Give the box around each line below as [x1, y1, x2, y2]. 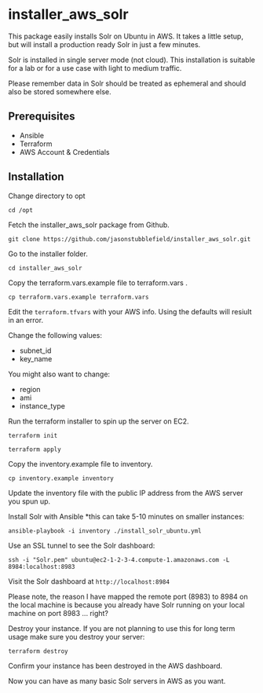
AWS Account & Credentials [19, 147, 110, 156]
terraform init [8, 431, 58, 439]
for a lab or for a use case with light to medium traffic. [8, 63, 182, 72]
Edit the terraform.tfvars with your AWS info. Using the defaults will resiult [8, 306, 252, 316]
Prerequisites [8, 110, 75, 123]
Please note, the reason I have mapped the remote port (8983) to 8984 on [8, 592, 249, 601]
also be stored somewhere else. [8, 86, 111, 96]
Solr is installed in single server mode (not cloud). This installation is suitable [8, 55, 255, 64]
